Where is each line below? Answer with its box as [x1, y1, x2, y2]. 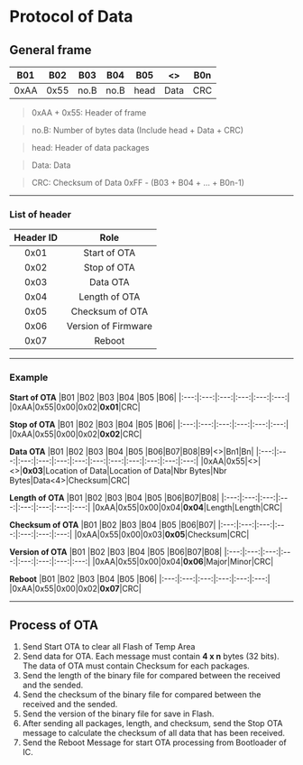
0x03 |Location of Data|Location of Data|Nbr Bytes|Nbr [22, 465, 227, 475]
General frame [9, 42, 92, 58]
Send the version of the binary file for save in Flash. [22, 708, 215, 719]
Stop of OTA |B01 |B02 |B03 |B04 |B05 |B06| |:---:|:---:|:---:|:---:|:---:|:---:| [9, 419, 289, 429]
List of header [9, 207, 72, 220]
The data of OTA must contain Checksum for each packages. [22, 660, 250, 671]
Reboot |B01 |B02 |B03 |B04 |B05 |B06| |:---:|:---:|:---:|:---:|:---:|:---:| [9, 573, 271, 584]
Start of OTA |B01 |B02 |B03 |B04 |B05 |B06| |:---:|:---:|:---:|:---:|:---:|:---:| [9, 392, 290, 402]
